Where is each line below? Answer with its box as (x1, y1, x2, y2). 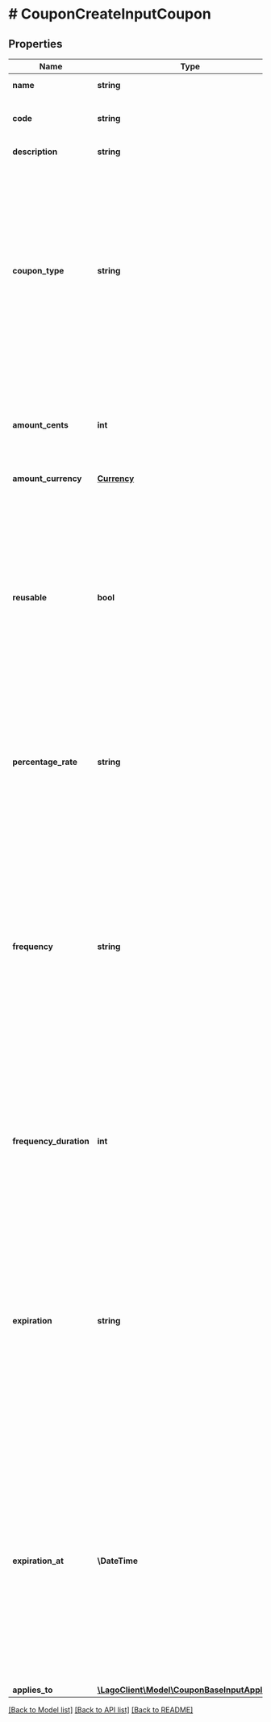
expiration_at (12, 1555, 65, 1566)
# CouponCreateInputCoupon (8, 5, 211, 23)
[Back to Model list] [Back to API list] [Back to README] (8, 1705, 194, 1715)
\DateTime (97, 1555, 139, 1566)
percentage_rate (12, 756, 78, 767)
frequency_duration (12, 1135, 90, 1147)
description (12, 146, 58, 157)
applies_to (12, 1684, 53, 1695)
